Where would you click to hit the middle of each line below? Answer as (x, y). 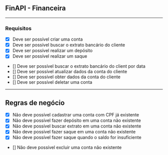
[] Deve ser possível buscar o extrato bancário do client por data (79, 66)
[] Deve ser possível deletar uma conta (52, 82)
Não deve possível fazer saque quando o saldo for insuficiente (77, 137)
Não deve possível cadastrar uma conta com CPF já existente (75, 115)
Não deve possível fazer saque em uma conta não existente (74, 132)
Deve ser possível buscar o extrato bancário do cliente (69, 45)
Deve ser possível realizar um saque (50, 56)
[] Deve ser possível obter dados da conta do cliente (66, 77)
